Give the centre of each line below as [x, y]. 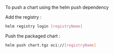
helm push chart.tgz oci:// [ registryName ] [51, 45]
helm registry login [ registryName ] [44, 26]
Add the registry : [24, 17]
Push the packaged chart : [33, 36]
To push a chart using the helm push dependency [57, 7]
